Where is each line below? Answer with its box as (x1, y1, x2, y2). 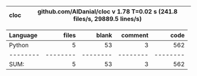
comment (121, 32, 148, 39)
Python (9, 41, 29, 49)
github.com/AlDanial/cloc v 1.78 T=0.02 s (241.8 (37, 8, 178, 15)
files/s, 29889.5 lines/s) (73, 15, 142, 23)
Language (9, 32, 38, 39)
